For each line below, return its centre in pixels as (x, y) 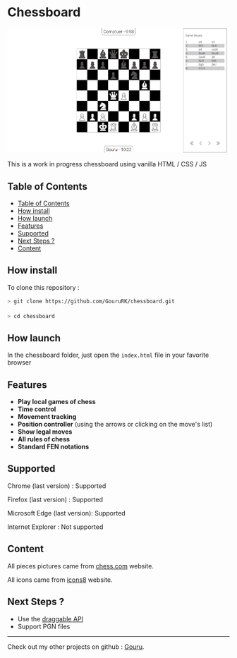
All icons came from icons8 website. (60, 580)
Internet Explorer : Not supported (55, 527)
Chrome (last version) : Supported (57, 486)
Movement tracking (47, 417)
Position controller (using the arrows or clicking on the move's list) (115, 425)
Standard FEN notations (53, 447)
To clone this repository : (43, 287)
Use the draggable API (50, 619)
